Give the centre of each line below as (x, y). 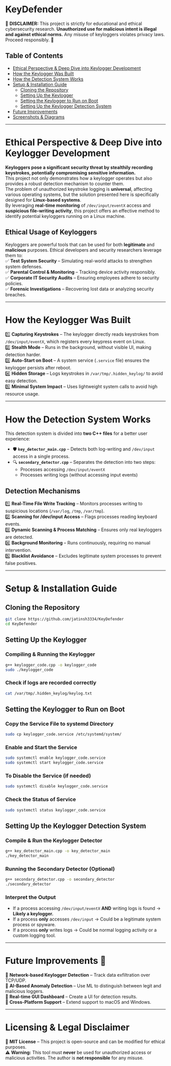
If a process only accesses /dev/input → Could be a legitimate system (87, 919)
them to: (14, 255)
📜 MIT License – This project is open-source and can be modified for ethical (85, 1042)
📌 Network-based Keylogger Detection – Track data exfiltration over (78, 975)
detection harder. (23, 355)
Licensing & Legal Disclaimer (67, 1027)
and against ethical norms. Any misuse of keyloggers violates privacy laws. (85, 34)
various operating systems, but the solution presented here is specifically (82, 194)
